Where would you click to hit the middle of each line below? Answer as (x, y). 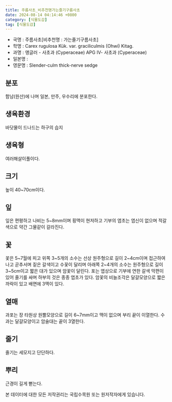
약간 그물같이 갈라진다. (42, 227)
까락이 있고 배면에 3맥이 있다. (35, 284)
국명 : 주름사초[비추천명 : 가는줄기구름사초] (55, 40)
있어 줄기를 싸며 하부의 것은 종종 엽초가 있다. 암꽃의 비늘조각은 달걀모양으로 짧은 (85, 277)
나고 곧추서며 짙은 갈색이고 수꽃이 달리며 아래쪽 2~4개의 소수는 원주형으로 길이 (84, 264)
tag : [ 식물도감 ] (21, 24)
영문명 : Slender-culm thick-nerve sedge (55, 65)
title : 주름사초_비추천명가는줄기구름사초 (43, 10)
